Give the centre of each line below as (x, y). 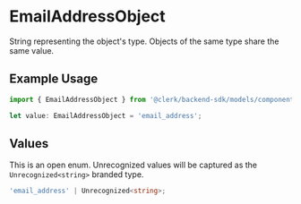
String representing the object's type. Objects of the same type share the (144, 41)
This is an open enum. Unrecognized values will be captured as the (133, 165)
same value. (32, 50)
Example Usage (54, 79)
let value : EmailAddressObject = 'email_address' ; (106, 115)
